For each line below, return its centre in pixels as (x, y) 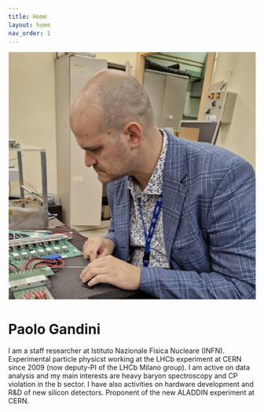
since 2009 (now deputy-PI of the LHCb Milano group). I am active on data (129, 368)
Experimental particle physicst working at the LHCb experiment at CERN (125, 359)
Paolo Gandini (54, 329)
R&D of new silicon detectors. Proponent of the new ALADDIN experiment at (132, 392)
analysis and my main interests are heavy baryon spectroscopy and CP (123, 376)
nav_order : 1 (29, 33)
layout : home (29, 25)
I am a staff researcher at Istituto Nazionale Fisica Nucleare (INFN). (117, 351)
